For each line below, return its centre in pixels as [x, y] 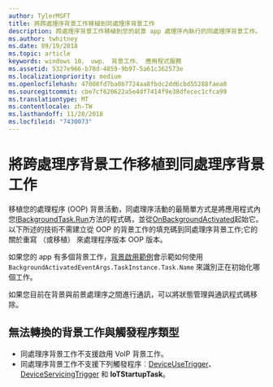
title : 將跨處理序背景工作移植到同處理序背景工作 [82, 24]
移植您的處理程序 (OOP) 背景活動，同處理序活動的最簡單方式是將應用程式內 [135, 209]
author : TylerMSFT [39, 16]
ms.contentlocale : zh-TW [50, 107]
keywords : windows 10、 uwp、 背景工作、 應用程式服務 [95, 62]
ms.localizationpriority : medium [65, 76]
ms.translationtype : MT [49, 99]
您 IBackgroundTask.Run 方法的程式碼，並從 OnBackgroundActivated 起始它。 [136, 219]
